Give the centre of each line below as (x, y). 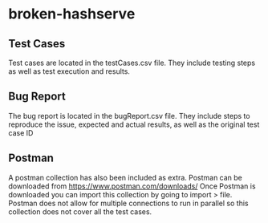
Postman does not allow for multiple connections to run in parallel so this (128, 203)
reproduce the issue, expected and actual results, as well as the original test (134, 124)
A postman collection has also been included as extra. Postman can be (126, 177)
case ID (21, 132)
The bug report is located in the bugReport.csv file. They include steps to (129, 116)
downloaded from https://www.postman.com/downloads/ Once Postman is (132, 186)
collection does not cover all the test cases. (80, 211)
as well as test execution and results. (69, 71)
